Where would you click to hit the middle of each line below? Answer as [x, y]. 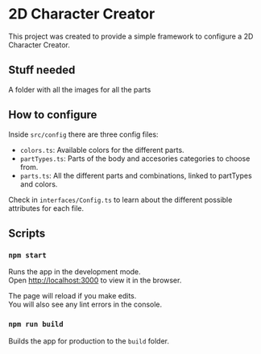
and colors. [39, 184]
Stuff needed [42, 70]
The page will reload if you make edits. [72, 296]
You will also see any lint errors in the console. [85, 305]
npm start [27, 255]
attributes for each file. [46, 208]
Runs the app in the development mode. [75, 272]
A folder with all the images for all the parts [80, 89]
